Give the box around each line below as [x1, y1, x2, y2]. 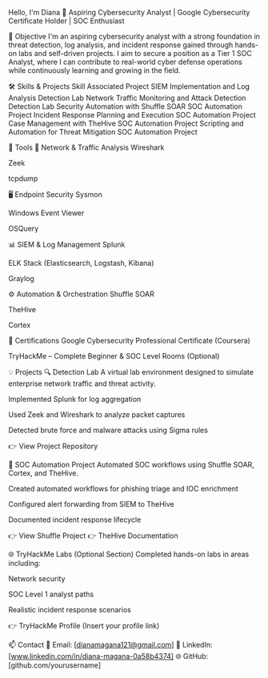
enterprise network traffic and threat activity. [8, 379, 156, 388]
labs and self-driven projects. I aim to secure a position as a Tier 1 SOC [18, 49, 252, 58]
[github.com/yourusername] [8, 660, 102, 670]
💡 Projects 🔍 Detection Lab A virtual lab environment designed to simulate [8, 367, 254, 376]
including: [8, 559, 42, 568]
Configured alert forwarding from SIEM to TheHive [8, 499, 174, 508]
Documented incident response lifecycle [8, 515, 142, 524]
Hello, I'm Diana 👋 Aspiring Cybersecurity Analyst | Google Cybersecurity [8, 8, 250, 17]
